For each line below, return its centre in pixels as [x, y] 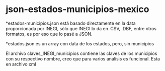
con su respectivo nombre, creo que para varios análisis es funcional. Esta [83, 58]
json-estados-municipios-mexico [77, 9]
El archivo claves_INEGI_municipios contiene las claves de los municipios [81, 53]
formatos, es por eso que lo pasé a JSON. [49, 34]
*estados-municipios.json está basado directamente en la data [71, 23]
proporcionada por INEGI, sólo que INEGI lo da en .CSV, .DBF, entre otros [81, 28]
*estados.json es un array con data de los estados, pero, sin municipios [80, 43]
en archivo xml [21, 64]
